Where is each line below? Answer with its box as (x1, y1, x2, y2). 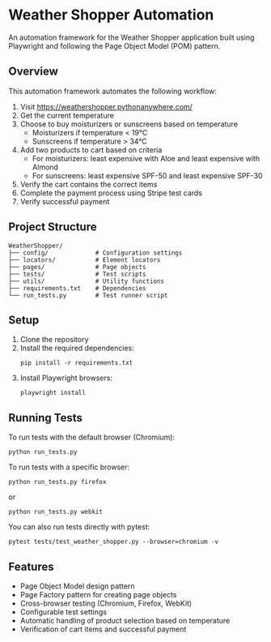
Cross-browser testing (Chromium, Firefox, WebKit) (19, 598, 193, 608)
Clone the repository (19, 335, 89, 345)
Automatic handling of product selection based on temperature (19, 616, 231, 625)
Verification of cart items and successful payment (19, 624, 187, 634)
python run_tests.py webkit (8, 508, 104, 516)
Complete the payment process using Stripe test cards (19, 188, 203, 198)
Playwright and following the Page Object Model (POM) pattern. (8, 41, 221, 50)
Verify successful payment (19, 196, 110, 206)
